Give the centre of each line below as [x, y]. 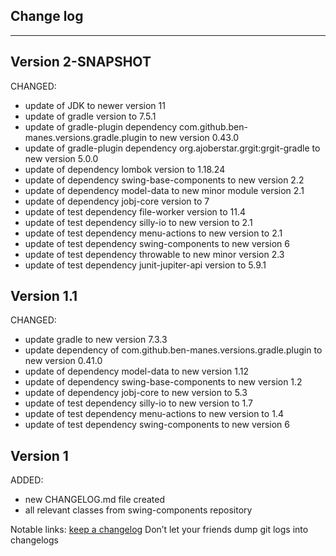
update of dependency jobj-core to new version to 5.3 [136, 393]
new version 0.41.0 [63, 361]
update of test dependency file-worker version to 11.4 [135, 211]
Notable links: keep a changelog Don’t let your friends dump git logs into [159, 530]
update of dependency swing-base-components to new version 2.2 [164, 180]
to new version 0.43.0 [194, 137]
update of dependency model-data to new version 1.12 [137, 371]
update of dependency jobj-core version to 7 [117, 201]
